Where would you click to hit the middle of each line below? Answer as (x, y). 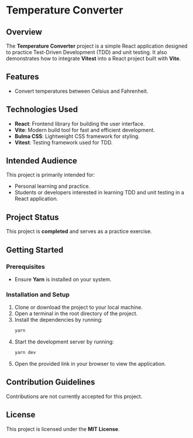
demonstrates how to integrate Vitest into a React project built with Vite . (94, 58)
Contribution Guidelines (51, 382)
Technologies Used (42, 109)
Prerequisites (25, 267)
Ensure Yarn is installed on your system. (63, 279)
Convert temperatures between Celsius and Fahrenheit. (81, 91)
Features (23, 77)
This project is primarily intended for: (51, 175)
